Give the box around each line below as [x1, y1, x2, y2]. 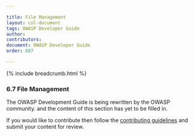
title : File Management [6, 14, 66, 20]
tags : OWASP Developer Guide [6, 25, 80, 31]
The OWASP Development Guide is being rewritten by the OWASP [6, 99, 170, 106]
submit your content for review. [6, 123, 84, 131]
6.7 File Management [6, 85, 70, 93]
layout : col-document [6, 19, 61, 26]
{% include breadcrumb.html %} [6, 70, 87, 77]
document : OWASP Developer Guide [6, 42, 91, 48]
